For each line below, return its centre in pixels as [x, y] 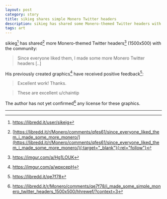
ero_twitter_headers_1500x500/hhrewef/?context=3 [65, 192]
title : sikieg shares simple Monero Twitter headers [61, 19]
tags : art [15, 28]
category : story [22, 14]
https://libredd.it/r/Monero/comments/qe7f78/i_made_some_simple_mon [86, 186]
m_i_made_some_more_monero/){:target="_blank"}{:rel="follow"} [80, 148]
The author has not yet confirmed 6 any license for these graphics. [73, 103]
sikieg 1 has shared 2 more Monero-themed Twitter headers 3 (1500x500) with [83, 43]
